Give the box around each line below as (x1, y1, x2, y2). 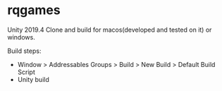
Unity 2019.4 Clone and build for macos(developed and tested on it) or (7, 25, 212, 34)
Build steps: (7, 47, 42, 55)
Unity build (17, 75, 49, 83)
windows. (7, 32, 35, 41)
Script (17, 68, 35, 76)
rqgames (7, 2, 61, 18)
